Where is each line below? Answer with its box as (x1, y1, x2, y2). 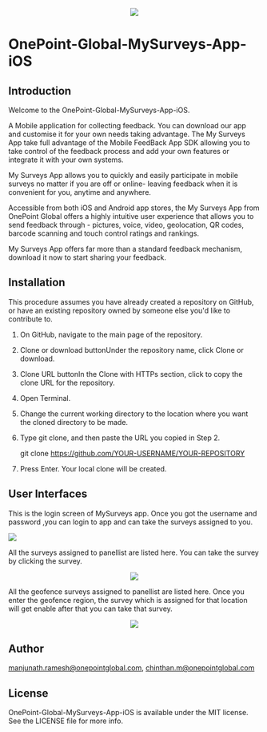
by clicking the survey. (8, 556, 82, 565)
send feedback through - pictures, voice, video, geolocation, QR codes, (8, 220, 244, 229)
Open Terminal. (19, 393, 71, 402)
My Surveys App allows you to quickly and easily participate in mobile (8, 171, 238, 180)
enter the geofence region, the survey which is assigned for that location (8, 595, 248, 605)
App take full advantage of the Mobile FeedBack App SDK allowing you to (8, 138, 250, 148)
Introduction (8, 84, 72, 98)
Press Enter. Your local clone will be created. (19, 463, 167, 473)
